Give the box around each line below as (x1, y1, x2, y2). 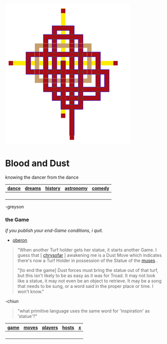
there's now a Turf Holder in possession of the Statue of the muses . (17, 257, 158, 264)
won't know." (17, 288, 44, 294)
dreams (24, 185, 41, 191)
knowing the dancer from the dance (5, 174, 79, 180)
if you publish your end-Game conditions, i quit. (5, 227, 103, 234)
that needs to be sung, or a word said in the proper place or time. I (17, 283, 154, 289)
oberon (12, 237, 27, 243)
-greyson (5, 204, 24, 210)
